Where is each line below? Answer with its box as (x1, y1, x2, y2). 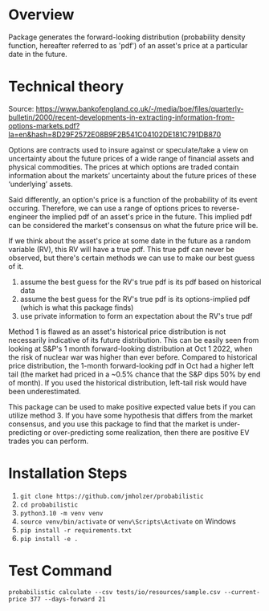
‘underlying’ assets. (8, 179, 74, 189)
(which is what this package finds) (19, 303, 134, 312)
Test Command (8, 562, 112, 580)
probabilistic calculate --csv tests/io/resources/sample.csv (8, 588, 221, 596)
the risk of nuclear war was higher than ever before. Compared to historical (8, 352, 258, 362)
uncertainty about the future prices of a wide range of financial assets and (8, 153, 255, 163)
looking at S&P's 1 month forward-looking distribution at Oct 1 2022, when (8, 344, 253, 353)
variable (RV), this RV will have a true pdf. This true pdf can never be (8, 244, 235, 254)
